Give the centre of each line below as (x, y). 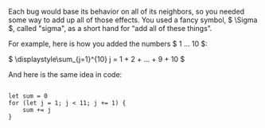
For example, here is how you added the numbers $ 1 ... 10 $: (108, 44)
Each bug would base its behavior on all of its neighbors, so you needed (127, 12)
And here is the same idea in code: (65, 74)
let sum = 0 (28, 96)
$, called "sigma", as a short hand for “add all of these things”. (110, 28)
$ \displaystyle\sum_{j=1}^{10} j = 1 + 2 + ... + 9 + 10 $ (97, 59)
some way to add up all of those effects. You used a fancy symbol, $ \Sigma (133, 20)
